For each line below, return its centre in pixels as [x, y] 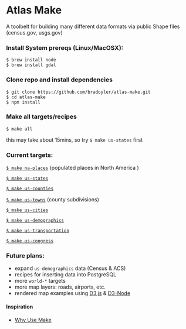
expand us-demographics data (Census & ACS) [70, 268]
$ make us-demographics [35, 221]
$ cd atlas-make [26, 97]
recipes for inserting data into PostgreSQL [65, 275]
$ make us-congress [30, 241]
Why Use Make [33, 320]
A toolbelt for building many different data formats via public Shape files [93, 26]
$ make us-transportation [38, 231]
